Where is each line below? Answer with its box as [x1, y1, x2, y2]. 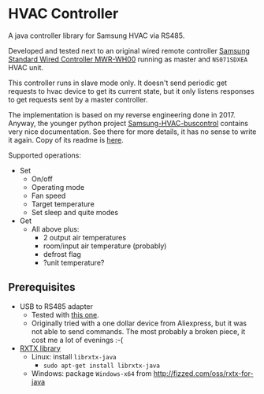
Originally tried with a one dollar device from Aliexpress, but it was [31, 318, 247, 328]
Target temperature [31, 199, 95, 209]
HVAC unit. [8, 62, 44, 72]
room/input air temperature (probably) [43, 241, 167, 251]
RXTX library [19, 344, 61, 353]
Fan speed [31, 191, 66, 200]
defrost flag [43, 249, 81, 258]
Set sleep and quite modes [31, 207, 119, 217]
